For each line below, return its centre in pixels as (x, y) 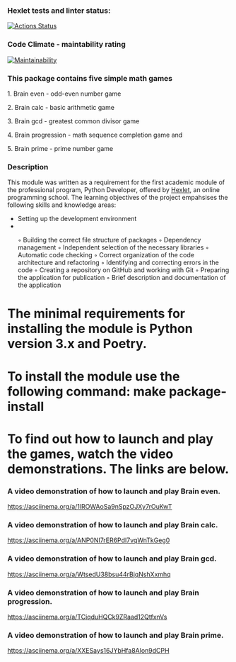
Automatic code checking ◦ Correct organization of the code (106, 255)
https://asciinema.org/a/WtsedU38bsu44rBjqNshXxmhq (89, 574)
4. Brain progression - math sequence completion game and (95, 135)
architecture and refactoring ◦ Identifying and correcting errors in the (118, 263)
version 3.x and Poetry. (77, 344)
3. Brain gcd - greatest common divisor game (73, 121)
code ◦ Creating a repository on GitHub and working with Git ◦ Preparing (123, 270)
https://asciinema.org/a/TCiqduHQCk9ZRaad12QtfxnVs (87, 617)
